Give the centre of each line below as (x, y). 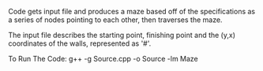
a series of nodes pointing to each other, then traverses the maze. (115, 20)
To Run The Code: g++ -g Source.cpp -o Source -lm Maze (103, 59)
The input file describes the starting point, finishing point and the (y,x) (122, 35)
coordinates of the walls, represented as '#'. (80, 43)
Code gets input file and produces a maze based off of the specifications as (131, 11)
